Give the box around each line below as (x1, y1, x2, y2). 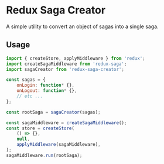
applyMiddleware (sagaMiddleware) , (16, 142, 101, 148)
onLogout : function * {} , (16, 88, 77, 94)
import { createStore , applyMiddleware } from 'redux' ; (6, 55, 145, 61)
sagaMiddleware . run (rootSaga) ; (6, 152, 83, 158)
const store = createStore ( (6, 125, 75, 131)
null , (16, 136, 30, 142)
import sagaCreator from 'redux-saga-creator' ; (6, 66, 125, 72)
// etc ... (16, 93, 43, 99)
